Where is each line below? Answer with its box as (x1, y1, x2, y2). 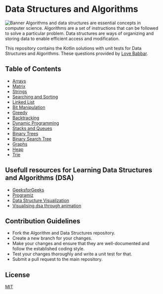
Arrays (12, 78, 26, 84)
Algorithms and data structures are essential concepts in (25, 20, 141, 26)
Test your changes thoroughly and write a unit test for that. (12, 251, 132, 257)
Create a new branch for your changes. (12, 235, 92, 241)
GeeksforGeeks (12, 187, 44, 193)
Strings (12, 88, 27, 95)
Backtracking (12, 115, 40, 121)
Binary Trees (12, 130, 39, 137)
